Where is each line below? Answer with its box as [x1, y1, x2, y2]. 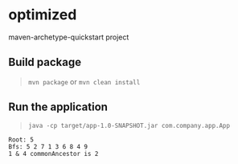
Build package [8, 55, 82, 69]
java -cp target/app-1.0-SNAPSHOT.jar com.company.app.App [27, 121, 231, 129]
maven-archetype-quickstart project [8, 32, 129, 42]
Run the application [8, 100, 109, 114]
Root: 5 [8, 135, 35, 144]
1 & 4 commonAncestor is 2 [8, 150, 99, 158]
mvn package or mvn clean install [27, 76, 141, 86]
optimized [8, 6, 77, 24]
